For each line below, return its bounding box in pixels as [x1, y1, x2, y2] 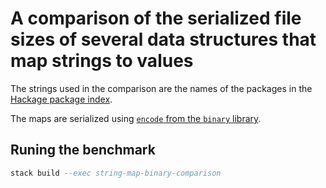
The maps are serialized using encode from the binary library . [10, 112, 262, 124]
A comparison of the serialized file [10, 7, 302, 30]
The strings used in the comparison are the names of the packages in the [10, 82, 313, 94]
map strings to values [10, 50, 194, 72]
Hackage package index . [10, 93, 113, 105]
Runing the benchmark [10, 142, 156, 159]
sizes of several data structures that [10, 28, 317, 51]
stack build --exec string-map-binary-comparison [10, 168, 222, 178]
